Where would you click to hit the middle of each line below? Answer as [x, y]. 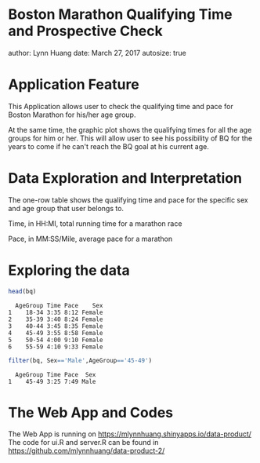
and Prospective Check [85, 31]
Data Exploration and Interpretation [125, 179]
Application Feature [74, 85]
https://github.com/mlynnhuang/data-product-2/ [87, 451]
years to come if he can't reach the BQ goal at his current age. [109, 146]
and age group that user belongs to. [66, 208]
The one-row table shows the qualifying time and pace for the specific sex [128, 200]
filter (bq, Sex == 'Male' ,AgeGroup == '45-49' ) [80, 360]
